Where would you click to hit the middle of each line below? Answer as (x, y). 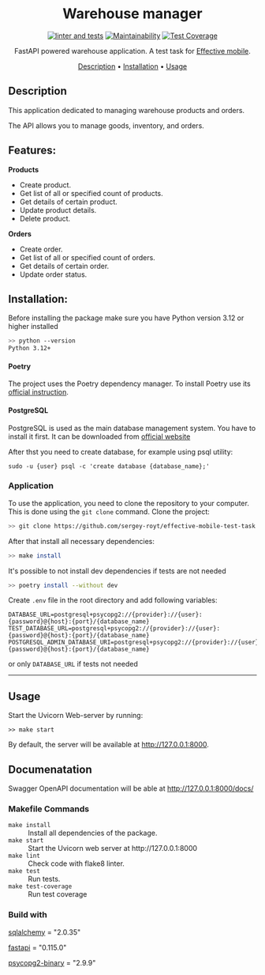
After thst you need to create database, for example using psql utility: (121, 452)
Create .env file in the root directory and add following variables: (113, 600)
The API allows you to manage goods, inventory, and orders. (106, 125)
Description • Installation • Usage (132, 66)
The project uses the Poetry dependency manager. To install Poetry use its (129, 384)
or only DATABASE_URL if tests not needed (73, 664)
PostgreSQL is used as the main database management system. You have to (132, 428)
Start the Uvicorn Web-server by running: (76, 716)
